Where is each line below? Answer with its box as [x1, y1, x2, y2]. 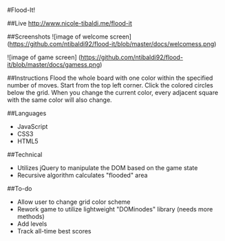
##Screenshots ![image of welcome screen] [7, 32, 132, 41]
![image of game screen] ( [7, 53, 81, 61]
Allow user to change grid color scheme [17, 198, 131, 206]
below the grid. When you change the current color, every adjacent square [7, 89, 219, 96]
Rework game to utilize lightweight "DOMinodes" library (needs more [17, 205, 213, 213]
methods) [17, 213, 45, 220]
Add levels [17, 220, 47, 228]
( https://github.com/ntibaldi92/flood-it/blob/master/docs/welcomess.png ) [7, 40, 217, 48]
